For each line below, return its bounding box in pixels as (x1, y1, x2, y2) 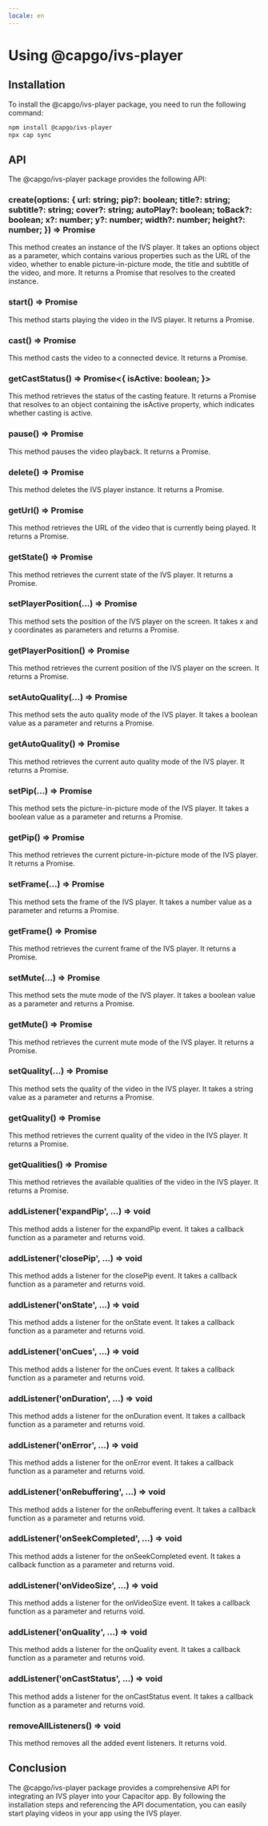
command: (8, 107, 44, 117)
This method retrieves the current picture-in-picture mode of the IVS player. (8, 850, 258, 860)
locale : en (8, 11, 45, 20)
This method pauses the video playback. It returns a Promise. (8, 446, 211, 456)
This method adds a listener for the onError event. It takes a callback (8, 1458, 234, 1468)
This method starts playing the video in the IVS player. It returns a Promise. (8, 314, 255, 325)
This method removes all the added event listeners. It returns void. (8, 1738, 226, 1747)
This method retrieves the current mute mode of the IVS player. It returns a (8, 1037, 254, 1047)
